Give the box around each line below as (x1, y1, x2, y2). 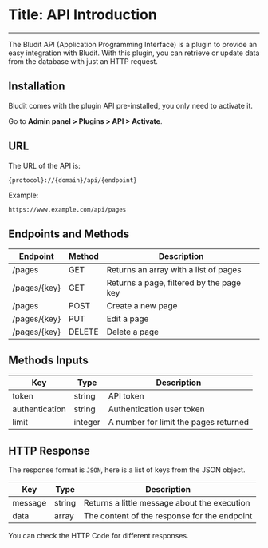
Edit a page (106, 313, 149, 324)
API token (108, 391, 145, 402)
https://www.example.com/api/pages (8, 205, 127, 213)
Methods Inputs (8, 353, 89, 367)
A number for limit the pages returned (108, 417, 250, 428)
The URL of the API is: (8, 161, 81, 170)
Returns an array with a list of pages (106, 264, 242, 276)
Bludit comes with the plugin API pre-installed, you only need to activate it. (8, 101, 254, 110)
